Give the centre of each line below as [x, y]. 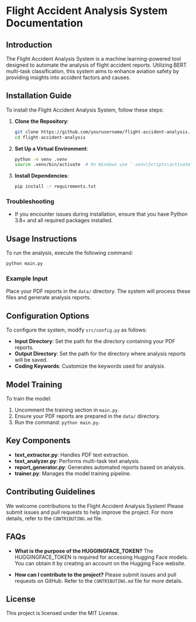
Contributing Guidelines [51, 492]
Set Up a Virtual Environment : [51, 148]
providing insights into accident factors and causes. [68, 77]
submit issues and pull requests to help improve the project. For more [90, 512]
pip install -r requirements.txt [55, 186]
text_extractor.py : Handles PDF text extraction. [72, 455]
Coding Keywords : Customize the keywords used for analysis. [90, 366]
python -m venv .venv [41, 159]
